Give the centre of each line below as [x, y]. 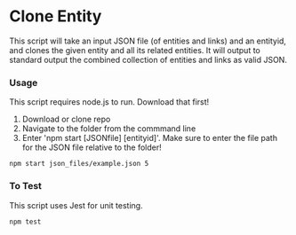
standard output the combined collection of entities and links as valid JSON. [148, 59]
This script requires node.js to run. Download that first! [109, 102]
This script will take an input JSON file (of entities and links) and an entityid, [148, 41]
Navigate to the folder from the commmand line [109, 129]
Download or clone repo [66, 119]
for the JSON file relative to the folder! [92, 147]
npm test [25, 222]
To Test [26, 186]
